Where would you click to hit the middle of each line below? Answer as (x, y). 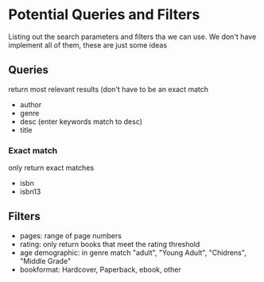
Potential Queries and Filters (104, 15)
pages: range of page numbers (70, 235)
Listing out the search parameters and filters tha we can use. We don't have (132, 37)
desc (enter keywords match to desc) (81, 122)
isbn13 (30, 191)
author (31, 104)
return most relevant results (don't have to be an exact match (109, 89)
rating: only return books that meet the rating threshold (110, 244)
